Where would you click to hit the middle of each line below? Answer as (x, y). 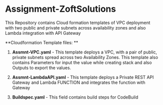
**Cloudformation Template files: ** (42, 42)
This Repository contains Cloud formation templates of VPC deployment (78, 23)
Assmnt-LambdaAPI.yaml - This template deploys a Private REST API (83, 77)
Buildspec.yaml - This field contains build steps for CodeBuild (75, 97)
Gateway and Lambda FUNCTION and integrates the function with (79, 82)
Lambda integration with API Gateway (43, 33)
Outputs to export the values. (42, 68)
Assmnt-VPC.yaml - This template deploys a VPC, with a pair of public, (85, 52)
